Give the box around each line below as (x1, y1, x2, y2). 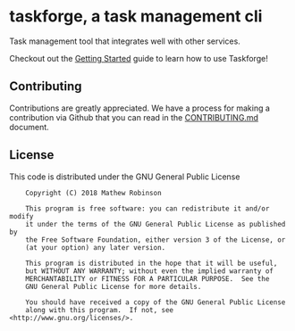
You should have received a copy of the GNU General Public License (25, 297, 286, 307)
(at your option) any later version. (25, 243, 166, 252)
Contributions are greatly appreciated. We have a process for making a (9, 103, 271, 113)
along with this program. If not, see (25, 305, 174, 314)
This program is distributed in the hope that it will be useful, (25, 259, 278, 268)
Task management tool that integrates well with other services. (9, 36, 241, 46)
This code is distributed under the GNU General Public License (9, 171, 240, 182)
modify (9, 211, 34, 220)
